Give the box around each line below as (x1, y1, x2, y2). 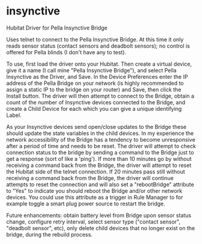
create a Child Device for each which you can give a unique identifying (6, 105, 182, 112)
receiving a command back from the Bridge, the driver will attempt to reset (6, 161, 192, 169)
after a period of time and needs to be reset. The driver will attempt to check (6, 142, 196, 149)
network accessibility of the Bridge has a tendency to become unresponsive (6, 136, 196, 143)
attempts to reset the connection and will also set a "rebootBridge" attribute (6, 181, 194, 188)
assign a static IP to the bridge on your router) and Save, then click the (6, 86, 181, 93)
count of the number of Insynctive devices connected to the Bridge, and (6, 98, 186, 106)
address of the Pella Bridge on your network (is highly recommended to (6, 80, 184, 87)
